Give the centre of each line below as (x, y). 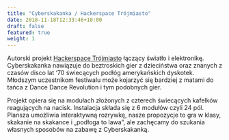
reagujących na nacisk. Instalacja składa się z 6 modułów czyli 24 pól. (106, 108)
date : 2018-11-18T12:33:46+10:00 (55, 20)
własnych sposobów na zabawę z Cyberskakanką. (78, 130)
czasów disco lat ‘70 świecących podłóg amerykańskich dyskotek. (101, 73)
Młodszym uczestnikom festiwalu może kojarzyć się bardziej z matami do (110, 80)
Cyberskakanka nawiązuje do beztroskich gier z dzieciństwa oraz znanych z (115, 66)
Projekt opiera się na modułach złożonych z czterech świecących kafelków (112, 100)
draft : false (26, 26)
